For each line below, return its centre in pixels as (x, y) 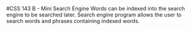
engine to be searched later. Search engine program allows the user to (94, 15)
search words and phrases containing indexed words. (73, 21)
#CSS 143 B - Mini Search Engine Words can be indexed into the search (96, 9)
